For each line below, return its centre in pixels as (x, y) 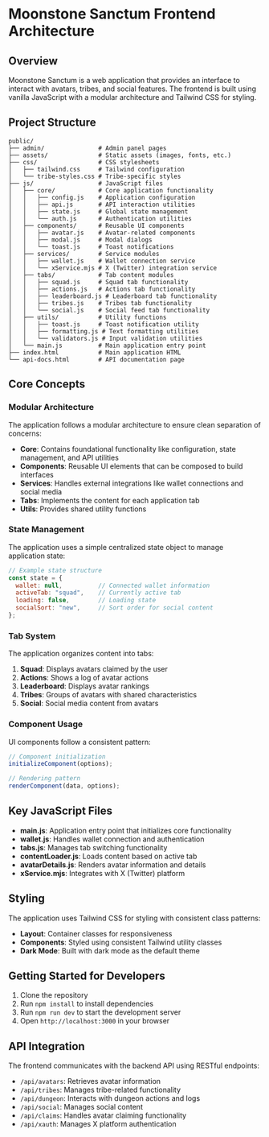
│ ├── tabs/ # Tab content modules (91, 275)
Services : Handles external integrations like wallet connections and (131, 483)
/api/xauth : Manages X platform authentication (98, 1124)
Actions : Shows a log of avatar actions (84, 678)
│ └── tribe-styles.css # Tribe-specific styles (95, 176)
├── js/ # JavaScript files (86, 183)
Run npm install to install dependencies (87, 1004)
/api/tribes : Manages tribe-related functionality (100, 1090)
